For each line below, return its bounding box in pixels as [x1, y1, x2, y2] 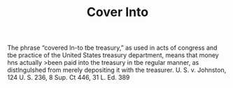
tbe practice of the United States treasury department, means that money [7, 51, 219, 59]
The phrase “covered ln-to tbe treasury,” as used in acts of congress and [7, 43, 218, 52]
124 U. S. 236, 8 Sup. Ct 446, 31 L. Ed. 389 [7, 73, 130, 82]
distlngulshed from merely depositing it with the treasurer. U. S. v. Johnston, [7, 66, 227, 74]
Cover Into [86, 4, 149, 20]
